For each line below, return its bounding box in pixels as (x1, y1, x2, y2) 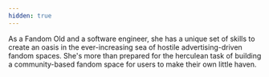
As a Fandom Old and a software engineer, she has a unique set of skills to (8, 34, 255, 43)
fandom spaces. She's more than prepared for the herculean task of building (8, 51, 262, 60)
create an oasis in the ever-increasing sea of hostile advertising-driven (8, 42, 243, 52)
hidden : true (8, 11, 52, 20)
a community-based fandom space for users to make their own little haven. (8, 59, 257, 69)
